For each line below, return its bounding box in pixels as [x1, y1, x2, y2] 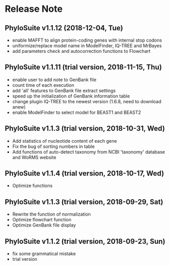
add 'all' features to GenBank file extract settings [12, 87, 116, 93]
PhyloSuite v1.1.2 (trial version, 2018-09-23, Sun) [5, 237, 165, 245]
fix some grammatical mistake [12, 251, 76, 257]
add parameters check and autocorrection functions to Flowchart [12, 48, 151, 54]
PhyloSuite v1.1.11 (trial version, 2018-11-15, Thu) [5, 63, 162, 72]
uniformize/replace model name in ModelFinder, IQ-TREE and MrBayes [12, 43, 162, 49]
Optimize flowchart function [12, 217, 71, 223]
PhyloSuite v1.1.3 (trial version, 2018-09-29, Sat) [5, 197, 164, 206]
